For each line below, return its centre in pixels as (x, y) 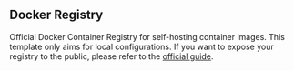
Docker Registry (56, 15)
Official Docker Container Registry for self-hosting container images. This (147, 36)
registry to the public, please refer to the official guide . (112, 56)
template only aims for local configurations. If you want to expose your (142, 46)
